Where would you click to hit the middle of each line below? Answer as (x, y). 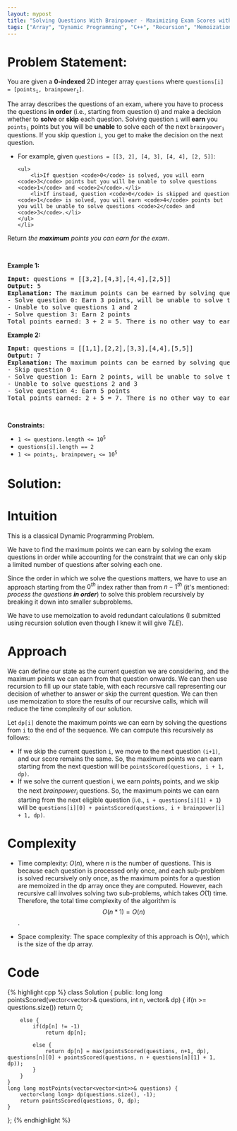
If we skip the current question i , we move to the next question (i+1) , (119, 752)
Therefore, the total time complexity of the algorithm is (97, 900)
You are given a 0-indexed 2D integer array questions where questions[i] (116, 81)
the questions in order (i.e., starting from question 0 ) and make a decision (114, 111)
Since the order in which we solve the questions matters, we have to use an (117, 578)
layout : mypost (30, 14)
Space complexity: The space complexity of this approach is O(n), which (123, 936)
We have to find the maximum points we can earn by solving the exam (109, 549)
